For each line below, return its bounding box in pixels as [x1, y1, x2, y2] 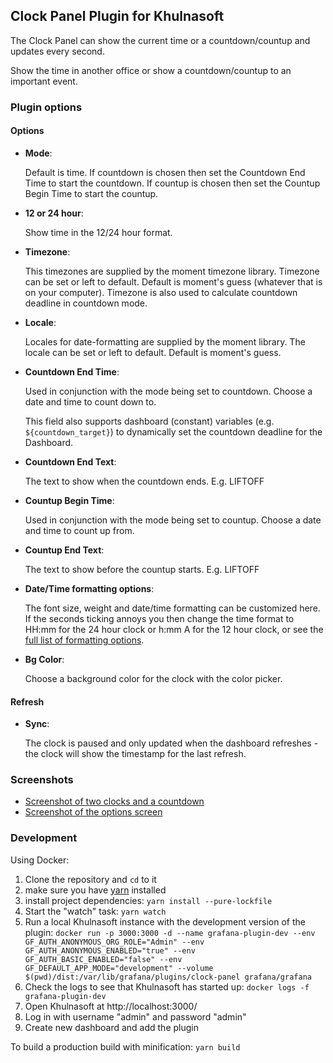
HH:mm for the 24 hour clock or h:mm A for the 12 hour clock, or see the [24, 623, 324, 635]
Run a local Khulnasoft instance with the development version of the [24, 915, 306, 928]
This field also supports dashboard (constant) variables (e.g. [24, 415, 275, 427]
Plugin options [10, 100, 83, 114]
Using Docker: [10, 854, 70, 866]
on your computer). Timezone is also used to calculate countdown [24, 286, 298, 298]
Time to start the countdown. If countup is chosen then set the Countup [24, 177, 321, 189]
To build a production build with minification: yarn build [10, 1040, 241, 1053]
